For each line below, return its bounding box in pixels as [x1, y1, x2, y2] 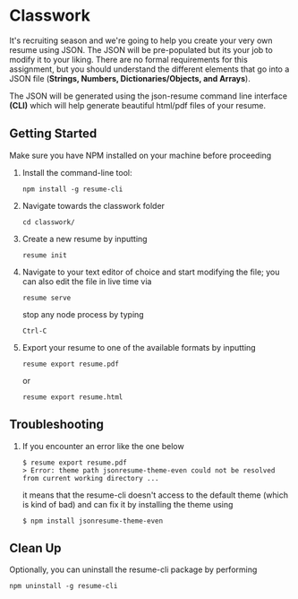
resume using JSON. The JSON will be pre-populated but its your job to [9, 44, 273, 55]
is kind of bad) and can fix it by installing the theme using [21, 499, 234, 509]
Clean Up [9, 540, 62, 556]
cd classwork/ [21, 217, 75, 227]
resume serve [21, 293, 72, 302]
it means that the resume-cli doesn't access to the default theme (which [21, 490, 289, 500]
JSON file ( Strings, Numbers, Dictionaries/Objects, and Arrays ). [9, 73, 251, 83]
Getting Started [9, 126, 98, 142]
